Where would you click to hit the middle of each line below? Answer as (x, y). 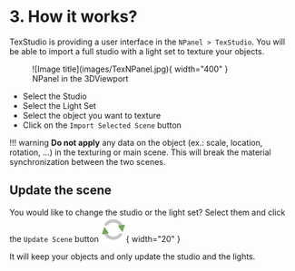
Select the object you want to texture (92, 115)
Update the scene (60, 191)
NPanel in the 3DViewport (80, 78)
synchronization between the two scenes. (88, 161)
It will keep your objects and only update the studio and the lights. (133, 256)
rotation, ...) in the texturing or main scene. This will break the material (140, 152)
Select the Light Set (59, 105)
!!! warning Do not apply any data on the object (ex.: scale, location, (136, 142)
